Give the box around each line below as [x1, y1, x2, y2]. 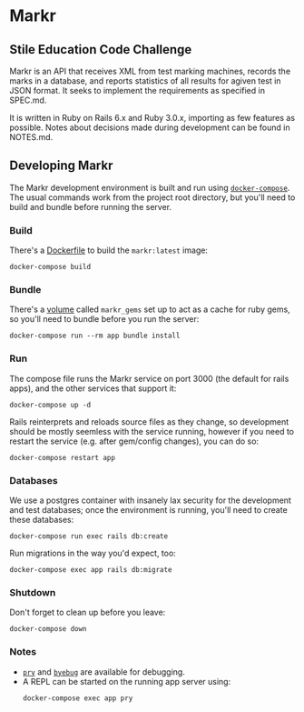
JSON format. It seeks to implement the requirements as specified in [9, 85, 266, 95]
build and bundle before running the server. [9, 201, 172, 212]
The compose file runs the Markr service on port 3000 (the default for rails [9, 373, 289, 384]
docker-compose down [9, 625, 88, 634]
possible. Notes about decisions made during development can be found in [9, 122, 290, 133]
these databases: [9, 515, 74, 525]
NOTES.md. [9, 132, 54, 142]
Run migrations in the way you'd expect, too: [9, 547, 177, 558]
